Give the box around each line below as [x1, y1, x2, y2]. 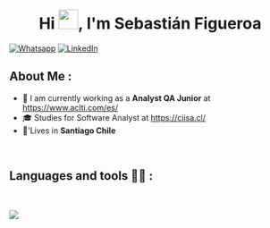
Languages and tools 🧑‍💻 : [9, 168, 154, 183]
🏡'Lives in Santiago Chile [21, 125, 116, 136]
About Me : [9, 69, 72, 84]
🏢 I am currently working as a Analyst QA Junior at [21, 92, 211, 103]
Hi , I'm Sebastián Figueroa [38, 13, 262, 34]
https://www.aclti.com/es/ [21, 102, 119, 113]
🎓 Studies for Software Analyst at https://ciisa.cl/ [21, 112, 206, 122]
